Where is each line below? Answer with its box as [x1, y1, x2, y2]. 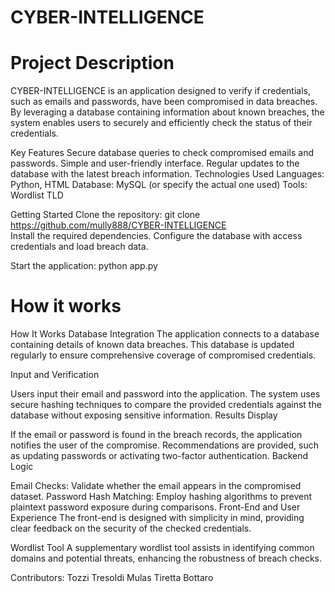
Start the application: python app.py [10, 260, 158, 272]
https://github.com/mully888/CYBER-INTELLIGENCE [10, 219, 227, 231]
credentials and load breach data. [10, 241, 149, 253]
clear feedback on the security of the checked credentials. [10, 522, 252, 535]
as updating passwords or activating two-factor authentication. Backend [10, 450, 309, 462]
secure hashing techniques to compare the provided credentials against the [10, 399, 322, 411]
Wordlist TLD [10, 189, 64, 201]
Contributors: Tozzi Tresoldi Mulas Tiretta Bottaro [10, 572, 214, 584]
